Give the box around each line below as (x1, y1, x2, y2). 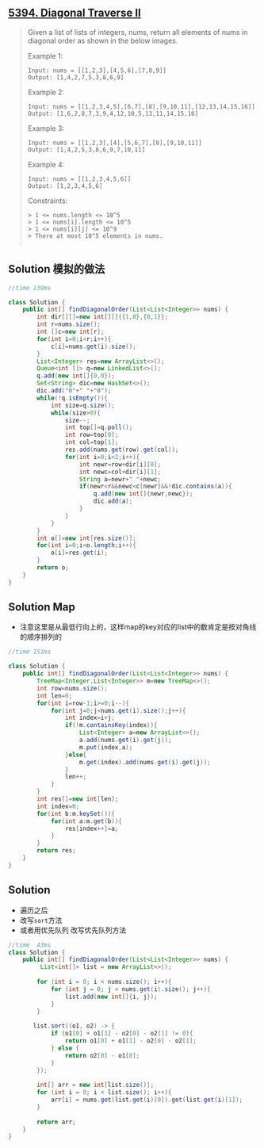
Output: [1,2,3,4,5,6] (27, 182, 103, 189)
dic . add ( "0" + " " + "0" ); (36, 387, 112, 395)
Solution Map (8, 600, 75, 614)
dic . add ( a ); (93, 497, 133, 506)
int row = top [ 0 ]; (64, 431, 119, 439)
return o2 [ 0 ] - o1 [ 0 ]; (64, 1051, 140, 1059)
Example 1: (27, 51, 63, 60)
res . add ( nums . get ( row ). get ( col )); (64, 446, 179, 453)
